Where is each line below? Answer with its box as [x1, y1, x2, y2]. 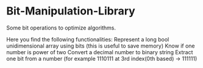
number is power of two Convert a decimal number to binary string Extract [6, 48, 193, 55]
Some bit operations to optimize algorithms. [6, 24, 116, 31]
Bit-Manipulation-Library [6, 4, 135, 18]
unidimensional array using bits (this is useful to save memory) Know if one [6, 42, 195, 49]
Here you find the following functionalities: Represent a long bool [6, 36, 169, 43]
